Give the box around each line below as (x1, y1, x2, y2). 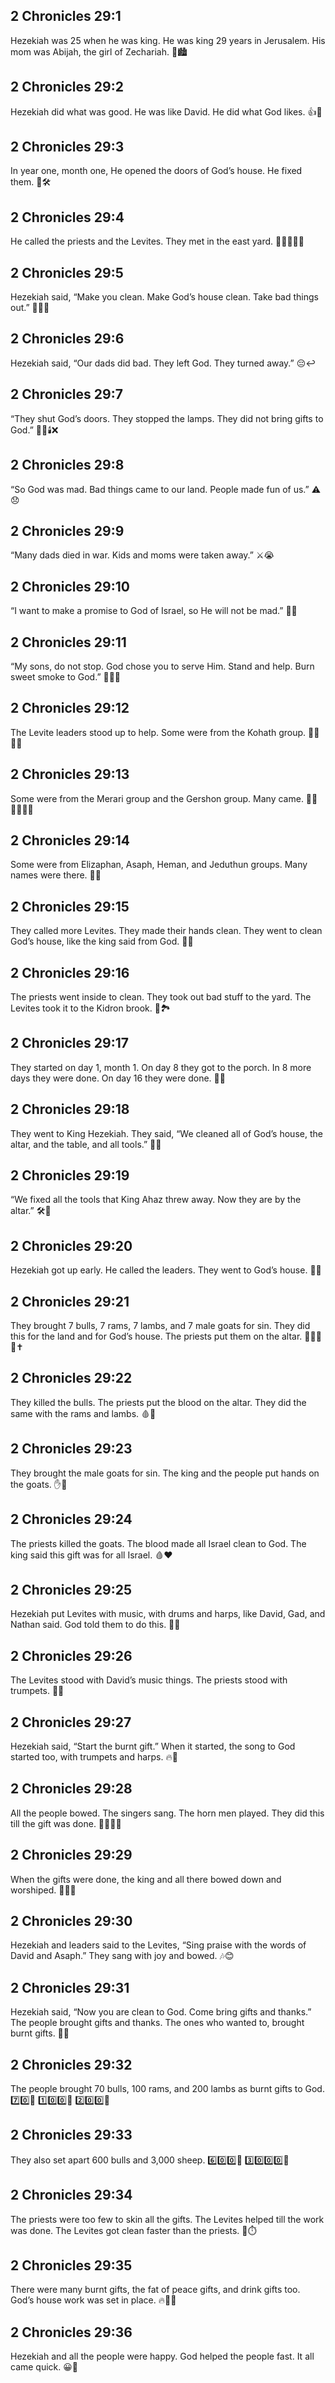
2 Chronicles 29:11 (10, 634, 127, 651)
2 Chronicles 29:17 (10, 1035, 129, 1052)
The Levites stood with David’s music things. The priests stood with (10, 1674, 288, 1686)
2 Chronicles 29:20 (10, 1237, 133, 1254)
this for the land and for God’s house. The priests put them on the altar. (10, 1330, 303, 1343)
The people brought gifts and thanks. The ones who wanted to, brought (10, 2017, 305, 2029)
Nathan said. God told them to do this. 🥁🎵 (10, 1619, 181, 1631)
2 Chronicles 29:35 (10, 2257, 133, 2274)
